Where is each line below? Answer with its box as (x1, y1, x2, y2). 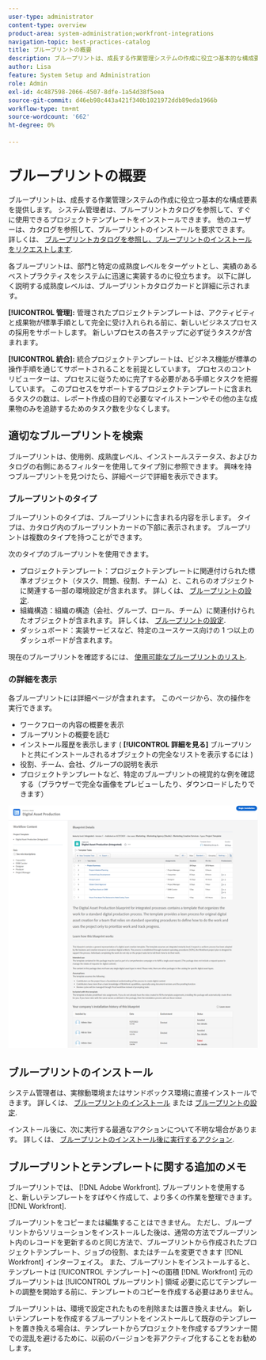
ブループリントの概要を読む (19, 730, 110, 739)
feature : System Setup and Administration (8, 71, 150, 79)
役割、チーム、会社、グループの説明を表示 (19, 760, 158, 769)
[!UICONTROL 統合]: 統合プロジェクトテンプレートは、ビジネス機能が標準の (8, 354, 257, 363)
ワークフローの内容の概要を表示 (19, 720, 124, 730)
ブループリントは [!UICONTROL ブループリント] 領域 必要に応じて (8, 1277, 223, 1286)
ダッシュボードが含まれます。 (19, 635, 117, 644)
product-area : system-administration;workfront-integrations (8, 29, 215, 37)
